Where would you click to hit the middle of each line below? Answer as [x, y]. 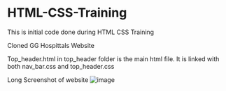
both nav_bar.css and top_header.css [61, 66]
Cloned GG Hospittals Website [51, 45]
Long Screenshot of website [48, 80]
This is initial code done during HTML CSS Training [81, 32]
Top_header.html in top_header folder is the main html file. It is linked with [113, 59]
